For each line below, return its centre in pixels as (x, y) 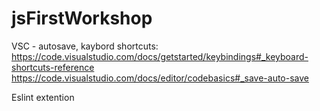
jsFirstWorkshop (82, 18)
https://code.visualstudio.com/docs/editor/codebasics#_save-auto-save (160, 78)
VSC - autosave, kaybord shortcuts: (85, 46)
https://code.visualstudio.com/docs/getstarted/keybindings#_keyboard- (160, 56)
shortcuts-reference (53, 67)
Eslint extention (43, 97)
